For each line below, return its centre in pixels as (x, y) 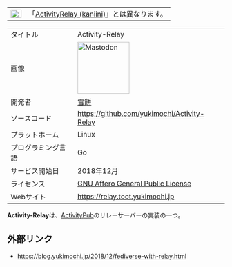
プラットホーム (35, 135)
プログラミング (35, 148)
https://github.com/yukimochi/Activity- (141, 113)
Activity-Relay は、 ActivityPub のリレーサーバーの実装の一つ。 (96, 215)
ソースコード (31, 118)
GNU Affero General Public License (134, 184)
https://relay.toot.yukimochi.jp (126, 196)
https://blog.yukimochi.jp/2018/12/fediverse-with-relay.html (102, 256)
